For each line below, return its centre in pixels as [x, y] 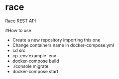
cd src [19, 50]
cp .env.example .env [34, 55]
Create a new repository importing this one [56, 40]
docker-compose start [35, 71]
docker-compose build [36, 61]
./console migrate [30, 66]
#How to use [18, 30]
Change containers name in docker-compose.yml [63, 45]
